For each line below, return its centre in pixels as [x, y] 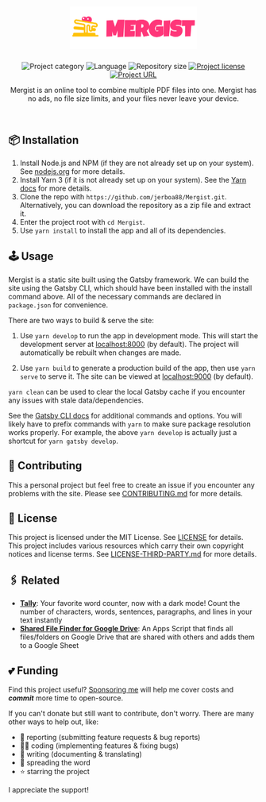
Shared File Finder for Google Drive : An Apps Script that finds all [126, 629]
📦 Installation [44, 140]
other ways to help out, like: [54, 722]
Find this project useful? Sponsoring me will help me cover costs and [121, 690]
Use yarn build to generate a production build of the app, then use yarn [137, 368]
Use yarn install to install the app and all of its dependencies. [123, 230]
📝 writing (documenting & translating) [81, 754]
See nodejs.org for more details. [72, 172]
